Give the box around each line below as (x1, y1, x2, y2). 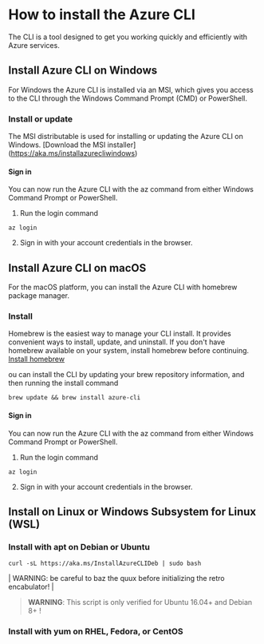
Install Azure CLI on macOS (8, 261, 147, 275)
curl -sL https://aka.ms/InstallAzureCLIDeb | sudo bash (8, 559, 202, 568)
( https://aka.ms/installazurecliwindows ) (8, 149, 138, 158)
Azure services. (8, 40, 60, 50)
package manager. (8, 291, 70, 300)
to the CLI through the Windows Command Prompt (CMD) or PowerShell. (8, 93, 247, 103)
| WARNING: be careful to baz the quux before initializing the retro (8, 574, 225, 583)
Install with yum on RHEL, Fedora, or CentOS (8, 626, 183, 637)
